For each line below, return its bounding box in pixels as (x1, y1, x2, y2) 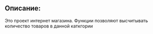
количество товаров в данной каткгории (5, 23, 94, 29)
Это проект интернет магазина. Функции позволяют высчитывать (5, 17, 148, 23)
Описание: (5, 4, 41, 13)
